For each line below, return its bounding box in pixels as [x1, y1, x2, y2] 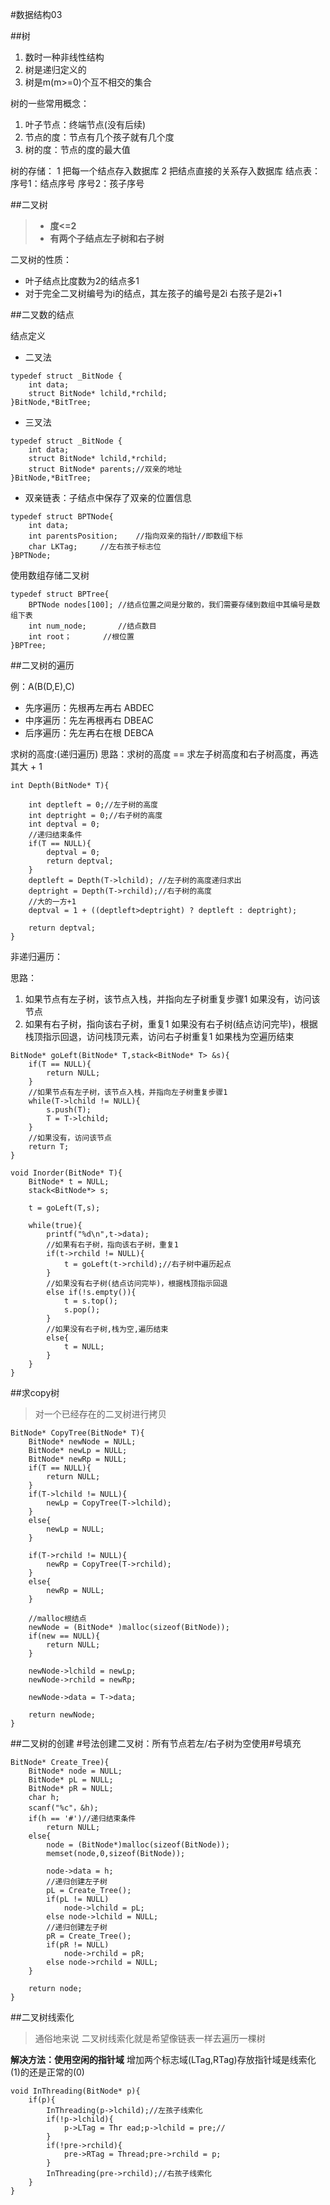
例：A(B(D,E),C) [10, 681, 75, 692]
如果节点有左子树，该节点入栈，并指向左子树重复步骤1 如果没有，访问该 [24, 993, 321, 1005]
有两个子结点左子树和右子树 [49, 233, 165, 244]
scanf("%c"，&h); [28, 1803, 99, 1813]
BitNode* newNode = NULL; [28, 1437, 137, 1447]
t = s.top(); [63, 1296, 118, 1306]
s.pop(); [63, 1305, 101, 1315]
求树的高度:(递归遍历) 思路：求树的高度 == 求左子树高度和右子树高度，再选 [10, 748, 319, 760]
